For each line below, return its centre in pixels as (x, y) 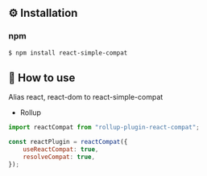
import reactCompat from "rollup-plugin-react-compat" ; (104, 128)
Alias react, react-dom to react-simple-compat (86, 97)
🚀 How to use (42, 78)
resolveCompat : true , (59, 157)
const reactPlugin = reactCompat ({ (68, 142)
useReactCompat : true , (61, 149)
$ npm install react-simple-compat (68, 53)
